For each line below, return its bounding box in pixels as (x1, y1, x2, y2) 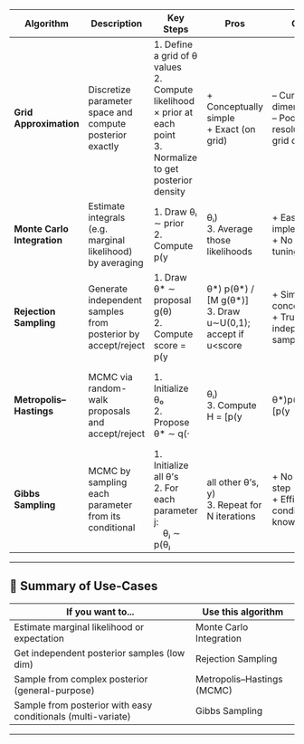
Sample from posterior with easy (14, 699, 153, 711)
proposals (88, 405, 131, 417)
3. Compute (206, 399, 257, 411)
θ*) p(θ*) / (206, 282, 255, 295)
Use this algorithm (202, 606, 283, 618)
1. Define (153, 38, 193, 51)
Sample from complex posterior (14, 672, 148, 685)
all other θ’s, (206, 476, 260, 488)
